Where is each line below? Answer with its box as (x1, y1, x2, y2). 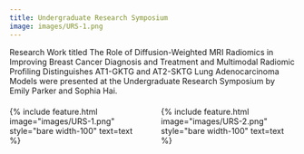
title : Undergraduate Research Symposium (9, 13, 169, 23)
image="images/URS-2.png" (161, 115, 268, 127)
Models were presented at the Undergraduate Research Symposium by (9, 75, 275, 86)
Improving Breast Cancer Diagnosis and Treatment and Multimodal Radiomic (9, 56, 295, 67)
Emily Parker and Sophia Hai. (9, 85, 118, 96)
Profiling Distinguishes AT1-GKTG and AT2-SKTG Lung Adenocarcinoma (9, 65, 279, 77)
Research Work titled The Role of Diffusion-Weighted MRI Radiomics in (9, 46, 274, 57)
